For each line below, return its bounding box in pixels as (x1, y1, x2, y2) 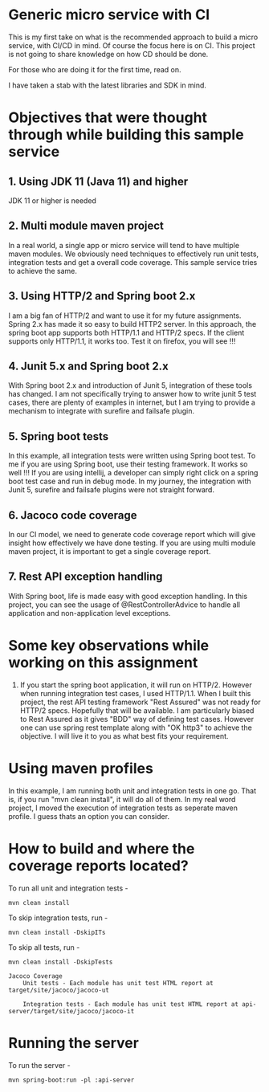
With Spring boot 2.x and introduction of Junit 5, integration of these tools (8, 381, 253, 390)
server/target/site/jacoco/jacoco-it (8, 1007, 135, 1015)
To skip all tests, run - (8, 942, 80, 952)
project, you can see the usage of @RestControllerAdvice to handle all (8, 600, 241, 609)
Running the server (8, 1033, 139, 1052)
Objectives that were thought (8, 108, 207, 127)
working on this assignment (8, 654, 198, 671)
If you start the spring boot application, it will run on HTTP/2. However (19, 680, 253, 690)
